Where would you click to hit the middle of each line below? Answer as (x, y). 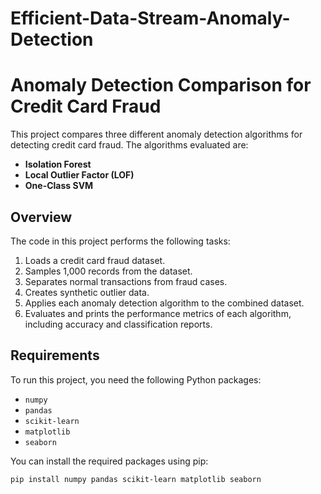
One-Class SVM (59, 186)
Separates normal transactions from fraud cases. (126, 281)
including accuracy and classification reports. (118, 324)
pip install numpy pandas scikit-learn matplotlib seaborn (136, 479)
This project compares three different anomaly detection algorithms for (156, 134)
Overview (41, 217)
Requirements (55, 355)
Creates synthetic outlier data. (87, 292)
